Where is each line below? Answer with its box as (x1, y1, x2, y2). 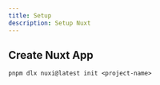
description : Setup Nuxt (8, 19, 91, 27)
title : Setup (8, 11, 52, 20)
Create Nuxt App (8, 48, 94, 62)
